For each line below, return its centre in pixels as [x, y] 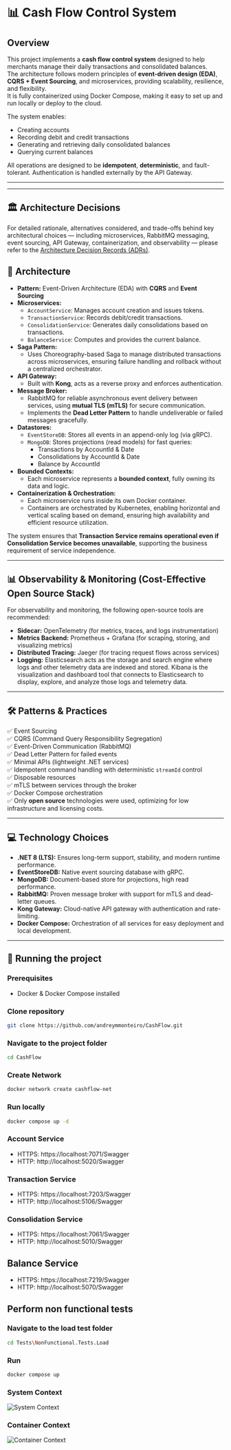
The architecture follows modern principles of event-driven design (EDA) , [112, 74]
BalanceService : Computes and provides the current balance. [114, 339]
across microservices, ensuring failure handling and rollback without [124, 361]
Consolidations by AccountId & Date [89, 456]
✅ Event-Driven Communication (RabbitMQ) [69, 747]
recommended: [29, 617]
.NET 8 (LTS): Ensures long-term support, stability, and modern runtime [119, 858]
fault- [202, 165]
